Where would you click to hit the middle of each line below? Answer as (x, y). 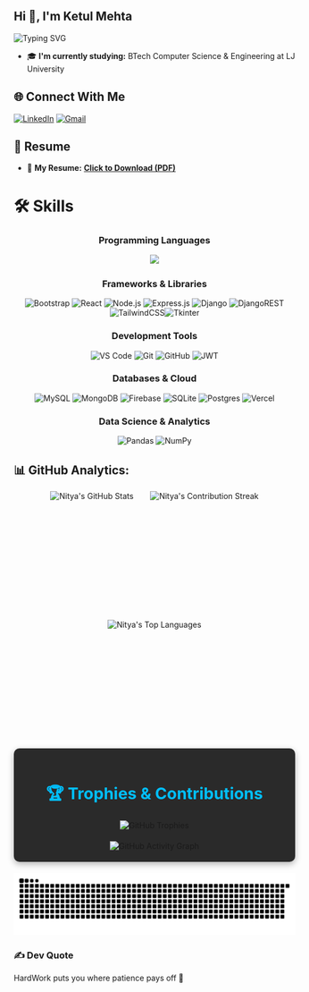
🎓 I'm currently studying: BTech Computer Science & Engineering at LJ (161, 55)
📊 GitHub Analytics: (71, 470)
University (46, 69)
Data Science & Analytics (154, 421)
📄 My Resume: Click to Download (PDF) (101, 168)
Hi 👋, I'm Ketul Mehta (73, 17)
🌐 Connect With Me (70, 97)
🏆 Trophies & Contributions (154, 794)
